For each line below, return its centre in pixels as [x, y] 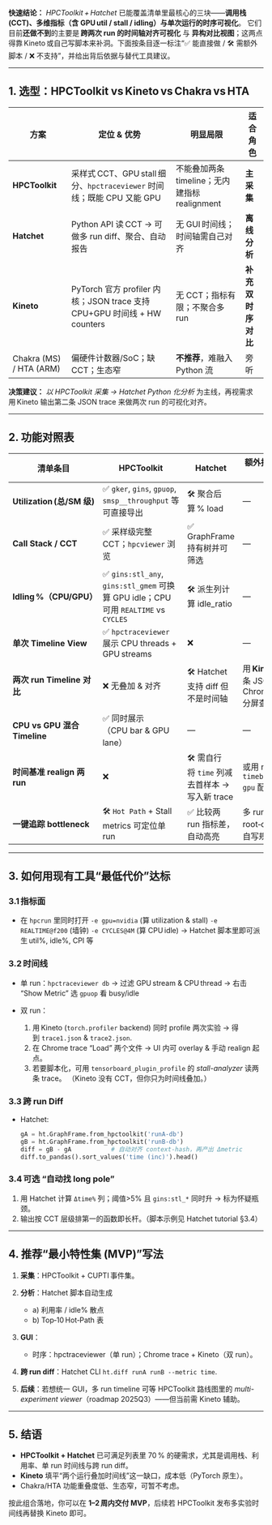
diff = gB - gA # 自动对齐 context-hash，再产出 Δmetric [131, 1149]
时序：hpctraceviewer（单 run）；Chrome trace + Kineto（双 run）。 [144, 1354]
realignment [198, 203]
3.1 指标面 [27, 901]
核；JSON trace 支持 [111, 301]
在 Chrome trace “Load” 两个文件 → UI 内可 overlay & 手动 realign [141, 1047]
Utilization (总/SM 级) [53, 501]
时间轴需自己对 [204, 236]
